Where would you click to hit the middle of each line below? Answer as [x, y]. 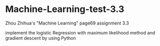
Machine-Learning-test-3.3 [65, 9]
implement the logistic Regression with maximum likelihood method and [80, 32]
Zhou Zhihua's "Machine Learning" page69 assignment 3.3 [67, 23]
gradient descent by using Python [41, 38]
